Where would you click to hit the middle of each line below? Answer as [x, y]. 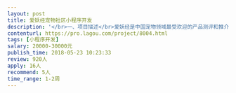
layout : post [26, 14]
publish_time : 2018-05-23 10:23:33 [59, 53]
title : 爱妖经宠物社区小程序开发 [50, 20]
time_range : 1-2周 [34, 79]
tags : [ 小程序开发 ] [33, 40]
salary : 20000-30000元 [40, 46]
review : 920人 [27, 59]
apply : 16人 [24, 66]
